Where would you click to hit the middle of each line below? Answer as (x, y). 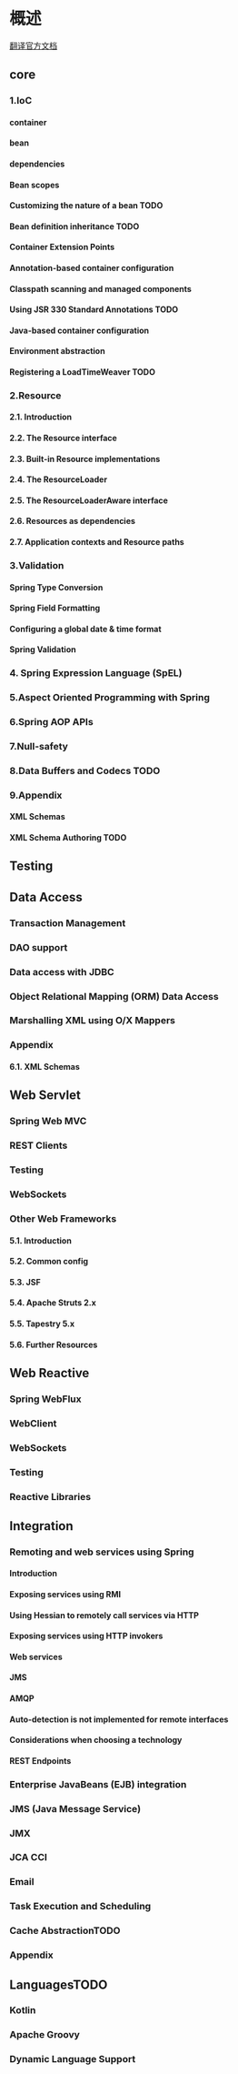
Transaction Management (68, 922)
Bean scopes (35, 185)
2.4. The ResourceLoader (58, 479)
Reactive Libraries (50, 1496)
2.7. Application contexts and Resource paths (97, 542)
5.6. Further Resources (54, 1344)
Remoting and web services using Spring (102, 1552)
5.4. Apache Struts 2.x (53, 1303)
